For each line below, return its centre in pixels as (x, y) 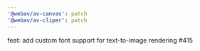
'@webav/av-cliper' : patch (47, 20)
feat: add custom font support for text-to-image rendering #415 (100, 40)
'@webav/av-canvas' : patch (47, 14)
